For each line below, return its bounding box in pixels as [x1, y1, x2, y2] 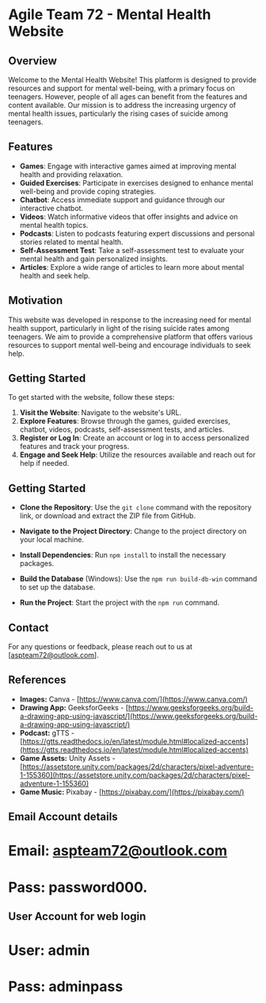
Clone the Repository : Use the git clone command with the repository [19, 502, 252, 513]
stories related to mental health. [19, 236, 124, 247]
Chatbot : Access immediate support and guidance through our [19, 194, 226, 204]
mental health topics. [19, 220, 89, 229]
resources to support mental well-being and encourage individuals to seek [8, 340, 251, 350]
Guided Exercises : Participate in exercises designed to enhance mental [19, 178, 253, 187]
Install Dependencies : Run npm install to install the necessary [19, 550, 226, 560]
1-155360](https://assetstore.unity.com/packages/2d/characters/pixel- [19, 770, 251, 779]
